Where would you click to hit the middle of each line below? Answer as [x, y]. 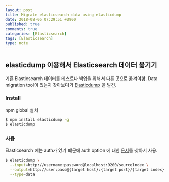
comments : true [21, 29]
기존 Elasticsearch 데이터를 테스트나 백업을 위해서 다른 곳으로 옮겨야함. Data [81, 78]
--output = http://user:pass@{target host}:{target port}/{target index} [87, 170]
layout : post [19, 10]
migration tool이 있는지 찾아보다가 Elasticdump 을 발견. [61, 85]
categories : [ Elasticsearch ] [36, 34]
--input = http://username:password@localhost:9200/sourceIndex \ [79, 165]
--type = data [23, 174]
